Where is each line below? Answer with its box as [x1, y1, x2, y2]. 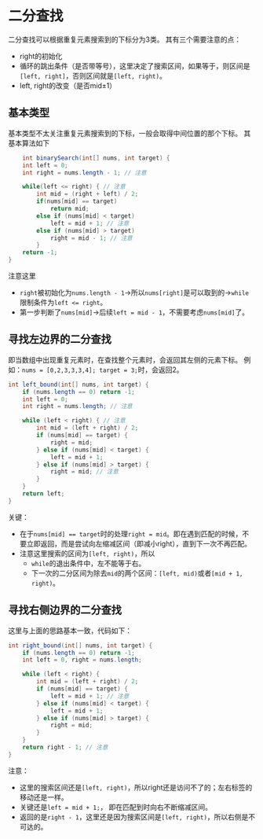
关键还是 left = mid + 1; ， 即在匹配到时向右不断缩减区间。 [19, 802, 213, 811]
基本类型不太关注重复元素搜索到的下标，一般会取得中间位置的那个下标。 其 [8, 128, 251, 138]
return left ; [22, 490, 65, 498]
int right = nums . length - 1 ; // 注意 [22, 168, 147, 177]
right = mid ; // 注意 [49, 468, 119, 476]
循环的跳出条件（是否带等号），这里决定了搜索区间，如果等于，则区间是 [19, 61, 250, 71]
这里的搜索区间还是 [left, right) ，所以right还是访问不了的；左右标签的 [19, 782, 253, 792]
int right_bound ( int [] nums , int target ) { [8, 642, 153, 649]
